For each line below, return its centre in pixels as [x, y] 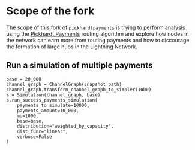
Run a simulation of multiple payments [79, 65]
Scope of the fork [50, 11]
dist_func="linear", [43, 131]
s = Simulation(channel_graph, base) [53, 95]
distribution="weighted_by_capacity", [65, 126]
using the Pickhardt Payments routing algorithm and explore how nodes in [97, 33]
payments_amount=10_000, [48, 111]
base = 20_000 [24, 79]
